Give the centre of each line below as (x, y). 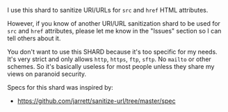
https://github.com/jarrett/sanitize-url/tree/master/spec (96, 101)
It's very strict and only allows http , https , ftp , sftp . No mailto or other (109, 59)
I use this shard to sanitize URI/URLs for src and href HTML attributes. (108, 10)
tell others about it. (34, 38)
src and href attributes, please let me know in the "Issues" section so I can (114, 31)
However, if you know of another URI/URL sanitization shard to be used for (114, 23)
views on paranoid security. (47, 74)
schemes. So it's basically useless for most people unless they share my (111, 66)
